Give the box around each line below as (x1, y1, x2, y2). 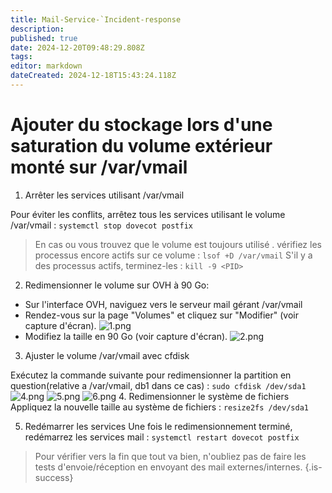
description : (10, 24, 65, 34)
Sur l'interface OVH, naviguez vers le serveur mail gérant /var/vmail (24, 298, 303, 310)
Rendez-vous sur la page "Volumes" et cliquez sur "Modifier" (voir (24, 309, 300, 321)
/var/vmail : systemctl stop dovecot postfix (10, 219, 193, 231)
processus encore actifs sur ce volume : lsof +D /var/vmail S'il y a (34, 249, 313, 261)
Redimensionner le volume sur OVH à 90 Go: (24, 279, 210, 291)
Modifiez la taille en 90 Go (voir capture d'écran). (24, 330, 228, 342)
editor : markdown (10, 61, 83, 71)
